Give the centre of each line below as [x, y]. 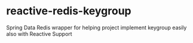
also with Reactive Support [39, 33]
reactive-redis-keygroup [69, 11]
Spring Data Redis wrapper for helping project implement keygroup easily [96, 27]
